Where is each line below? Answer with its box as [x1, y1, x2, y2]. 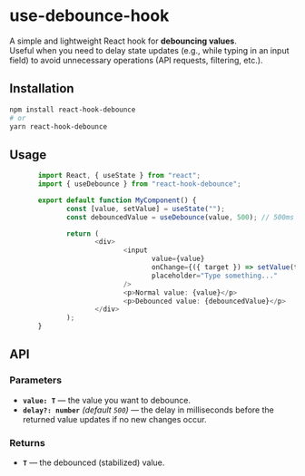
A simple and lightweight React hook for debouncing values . [9, 35, 238, 46]
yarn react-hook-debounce [9, 121, 107, 131]
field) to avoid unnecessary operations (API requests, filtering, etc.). [9, 54, 263, 65]
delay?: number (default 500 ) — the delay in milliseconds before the [22, 404, 274, 415]
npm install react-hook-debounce [9, 105, 136, 114]
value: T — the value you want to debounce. [22, 394, 191, 405]
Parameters [9, 374, 62, 386]
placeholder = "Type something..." [151, 271, 279, 280]
